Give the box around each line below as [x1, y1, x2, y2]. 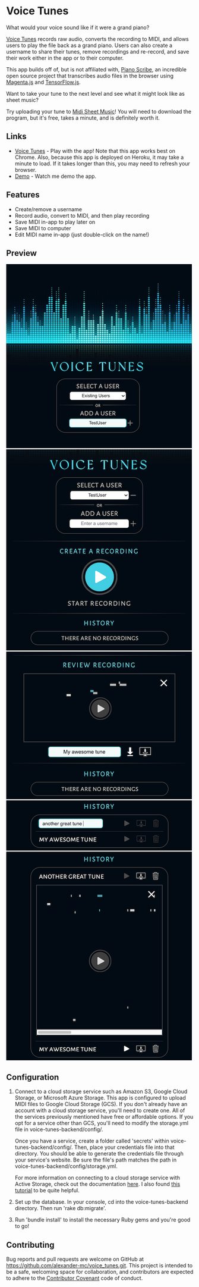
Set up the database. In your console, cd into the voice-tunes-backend [14, 1198, 188, 1205]
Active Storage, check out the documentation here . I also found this [14, 1180, 181, 1188]
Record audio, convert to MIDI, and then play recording [14, 212, 150, 219]
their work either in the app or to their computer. [6, 54, 124, 61]
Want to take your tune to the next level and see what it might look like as [6, 90, 185, 97]
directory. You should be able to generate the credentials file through [14, 1150, 184, 1157]
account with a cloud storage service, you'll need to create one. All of [14, 1107, 185, 1114]
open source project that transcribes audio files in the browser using [6, 72, 174, 79]
